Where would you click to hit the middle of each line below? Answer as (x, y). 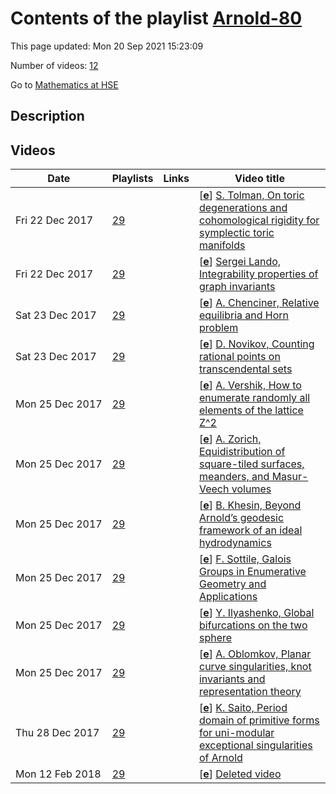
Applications (228, 597)
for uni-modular (236, 733)
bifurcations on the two (253, 625)
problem (218, 328)
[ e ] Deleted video (240, 774)
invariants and (232, 679)
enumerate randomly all (254, 398)
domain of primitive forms (259, 720)
